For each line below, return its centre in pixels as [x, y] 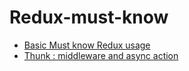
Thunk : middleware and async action [101, 55]
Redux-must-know [89, 17]
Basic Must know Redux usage [87, 45]
